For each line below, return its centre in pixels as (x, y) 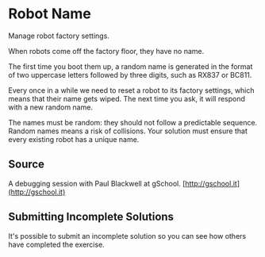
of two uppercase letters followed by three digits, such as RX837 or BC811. (130, 75)
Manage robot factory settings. (59, 36)
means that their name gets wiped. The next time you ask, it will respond (127, 98)
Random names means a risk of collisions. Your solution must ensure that (128, 131)
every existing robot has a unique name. (74, 139)
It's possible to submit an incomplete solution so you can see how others (127, 236)
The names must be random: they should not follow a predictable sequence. (133, 122)
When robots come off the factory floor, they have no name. (106, 51)
